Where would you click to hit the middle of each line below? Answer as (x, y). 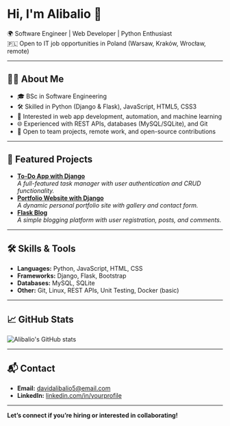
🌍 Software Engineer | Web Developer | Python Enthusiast (90, 33)
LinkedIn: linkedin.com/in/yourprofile (69, 395)
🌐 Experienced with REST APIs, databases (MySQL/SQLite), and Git (112, 124)
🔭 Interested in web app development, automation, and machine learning (119, 116)
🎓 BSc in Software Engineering (62, 96)
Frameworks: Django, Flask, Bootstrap (72, 276)
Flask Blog (32, 212)
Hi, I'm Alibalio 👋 (54, 14)
